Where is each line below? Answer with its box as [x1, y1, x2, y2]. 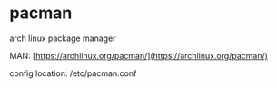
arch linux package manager [9, 33, 116, 44]
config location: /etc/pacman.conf [9, 67, 137, 79]
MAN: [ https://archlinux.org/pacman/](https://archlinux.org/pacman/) [9, 50, 268, 61]
